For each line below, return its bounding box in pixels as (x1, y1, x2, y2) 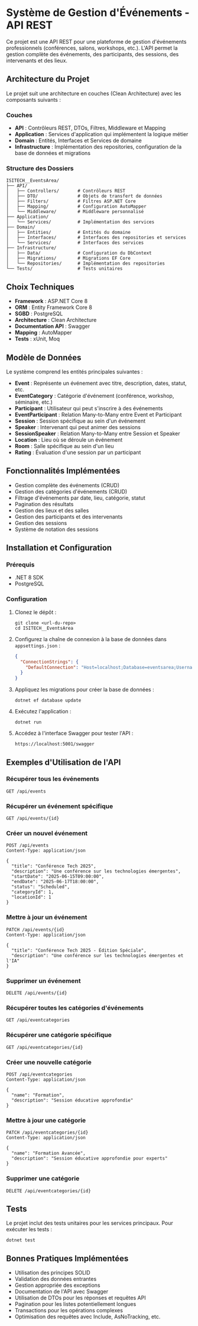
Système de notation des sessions (14, 526, 99, 533)
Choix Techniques (6, 282, 74, 292)
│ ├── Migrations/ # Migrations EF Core (6, 255, 131, 262)
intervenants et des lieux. (6, 57, 68, 64)
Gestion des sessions (14, 519, 67, 526)
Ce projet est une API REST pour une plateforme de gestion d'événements (6, 38, 187, 45)
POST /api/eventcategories (6, 1071, 73, 1077)
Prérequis (6, 561, 35, 569)
